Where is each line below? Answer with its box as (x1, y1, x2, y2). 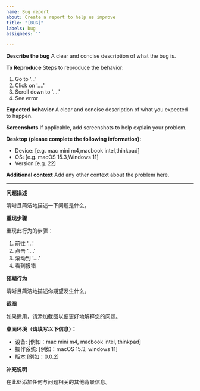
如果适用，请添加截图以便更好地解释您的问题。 (6, 313, 121, 320)
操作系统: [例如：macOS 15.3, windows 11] (14, 346, 118, 353)
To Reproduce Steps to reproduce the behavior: (6, 64, 124, 72)
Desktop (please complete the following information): (6, 135, 142, 143)
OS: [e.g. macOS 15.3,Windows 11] (14, 153, 99, 161)
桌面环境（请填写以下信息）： (6, 325, 77, 333)
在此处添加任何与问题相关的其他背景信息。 (6, 378, 111, 386)
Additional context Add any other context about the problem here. (6, 171, 170, 179)
